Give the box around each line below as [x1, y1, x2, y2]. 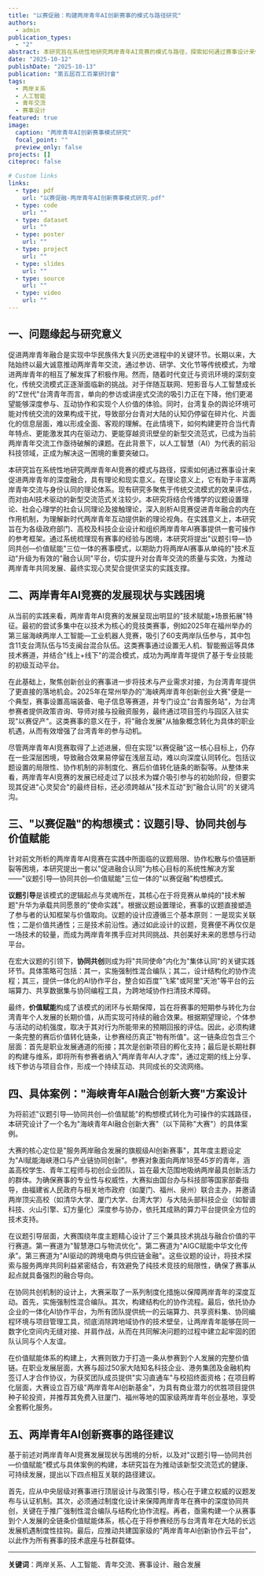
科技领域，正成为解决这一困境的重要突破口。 [8, 448, 153, 457]
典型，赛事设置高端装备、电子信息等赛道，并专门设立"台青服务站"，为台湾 [14, 696, 256, 706]
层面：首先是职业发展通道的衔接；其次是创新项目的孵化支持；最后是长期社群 [8, 1042, 256, 1051]
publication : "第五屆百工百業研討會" [8, 70, 120, 78]
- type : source [15, 275, 65, 282]
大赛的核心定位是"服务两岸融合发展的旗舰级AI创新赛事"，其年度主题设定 [8, 1146, 242, 1155]
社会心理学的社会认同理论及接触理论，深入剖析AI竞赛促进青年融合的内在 [21, 504, 256, 514]
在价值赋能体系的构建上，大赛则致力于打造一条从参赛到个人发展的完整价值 [8, 1353, 249, 1363]
